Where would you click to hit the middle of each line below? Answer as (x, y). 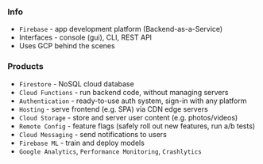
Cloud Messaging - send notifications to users (93, 134)
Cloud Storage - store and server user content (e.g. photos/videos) (128, 117)
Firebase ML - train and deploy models (81, 143)
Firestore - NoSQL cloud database (76, 84)
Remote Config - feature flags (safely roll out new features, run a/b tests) (137, 126)
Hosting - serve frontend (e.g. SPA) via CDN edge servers (113, 109)
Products (26, 67)
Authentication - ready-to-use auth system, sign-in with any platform (133, 101)
